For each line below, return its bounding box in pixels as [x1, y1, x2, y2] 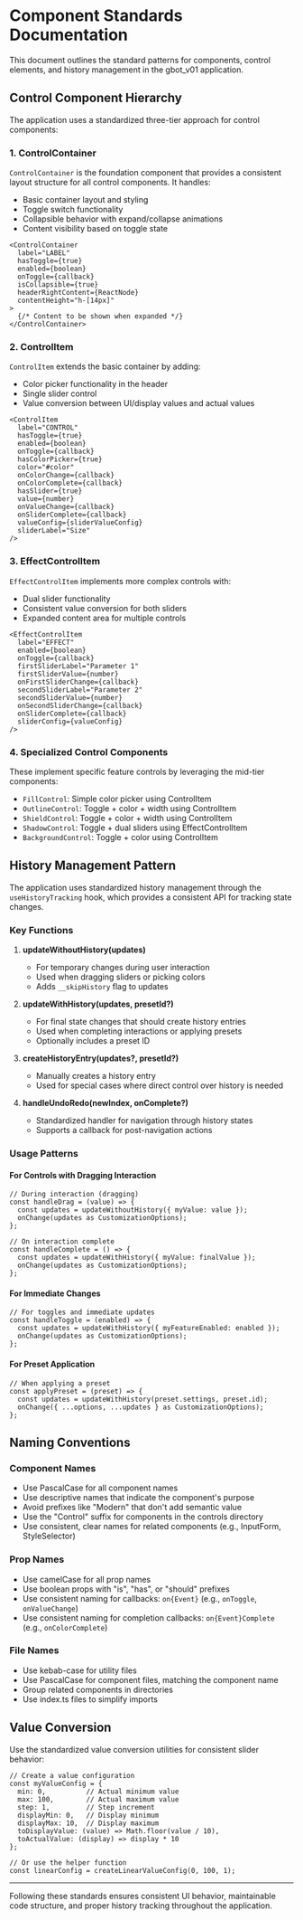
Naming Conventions [9, 1434, 131, 1450]
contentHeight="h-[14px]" [17, 296, 115, 306]
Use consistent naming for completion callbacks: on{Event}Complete [22, 1612, 275, 1623]
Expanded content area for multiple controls [22, 612, 187, 623]
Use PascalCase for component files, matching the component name [22, 1674, 279, 1685]
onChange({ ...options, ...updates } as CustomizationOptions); [17, 1403, 264, 1412]
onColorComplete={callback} [17, 478, 124, 488]
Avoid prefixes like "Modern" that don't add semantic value [22, 1502, 242, 1513]
